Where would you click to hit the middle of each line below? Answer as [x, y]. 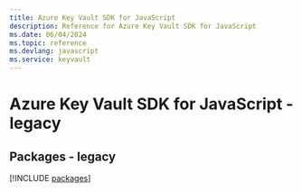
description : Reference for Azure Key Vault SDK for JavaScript [133, 26]
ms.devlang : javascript [54, 51]
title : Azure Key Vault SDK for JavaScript [93, 18]
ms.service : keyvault [50, 59]
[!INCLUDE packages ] [50, 178]
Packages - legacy [62, 156]
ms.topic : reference [48, 43]
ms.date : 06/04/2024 [48, 34]
